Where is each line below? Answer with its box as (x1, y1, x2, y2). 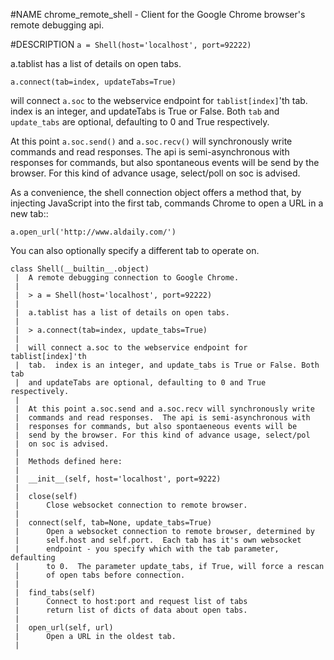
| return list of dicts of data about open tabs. (14, 605, 248, 615)
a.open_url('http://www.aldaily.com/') (10, 227, 177, 237)
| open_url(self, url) (14, 623, 114, 633)
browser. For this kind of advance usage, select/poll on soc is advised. (10, 167, 301, 179)
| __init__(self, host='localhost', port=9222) (14, 474, 222, 484)
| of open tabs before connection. (14, 570, 186, 580)
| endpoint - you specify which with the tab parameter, (14, 544, 280, 554)
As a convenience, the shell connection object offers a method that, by (10, 187, 302, 198)
